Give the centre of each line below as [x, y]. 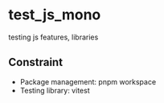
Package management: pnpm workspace [88, 81]
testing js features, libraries [53, 37]
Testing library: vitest [55, 90]
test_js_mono [55, 15]
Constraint [35, 62]
